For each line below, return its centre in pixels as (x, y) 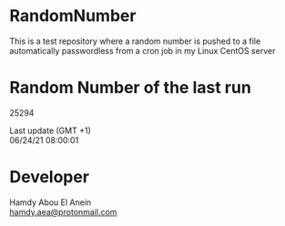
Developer (49, 177)
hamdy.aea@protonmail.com (63, 211)
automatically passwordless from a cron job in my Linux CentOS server (142, 50)
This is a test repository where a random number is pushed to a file (135, 41)
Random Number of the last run (131, 88)
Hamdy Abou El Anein (51, 202)
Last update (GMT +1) (50, 130)
